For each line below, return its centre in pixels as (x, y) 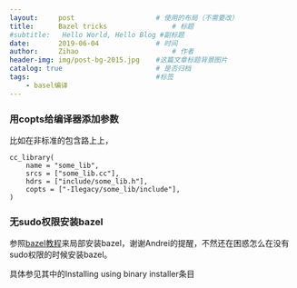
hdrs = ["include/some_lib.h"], (87, 181)
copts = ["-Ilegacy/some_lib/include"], (103, 189)
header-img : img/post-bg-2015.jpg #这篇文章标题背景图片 (119, 60)
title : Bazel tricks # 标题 (102, 26)
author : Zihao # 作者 (102, 52)
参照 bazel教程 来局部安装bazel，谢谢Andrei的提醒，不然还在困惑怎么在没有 (149, 243)
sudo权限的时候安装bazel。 (61, 254)
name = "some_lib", (63, 165)
